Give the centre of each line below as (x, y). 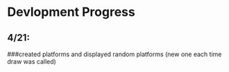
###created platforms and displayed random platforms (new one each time (114, 54)
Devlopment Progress (71, 12)
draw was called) (32, 62)
